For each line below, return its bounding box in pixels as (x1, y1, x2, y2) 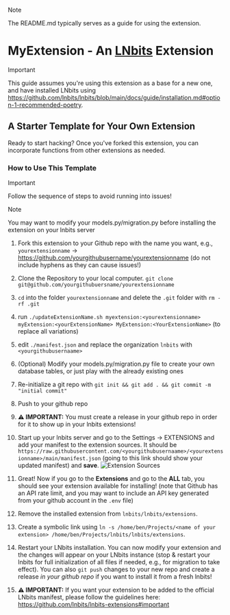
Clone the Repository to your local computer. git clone (17, 274, 174, 283)
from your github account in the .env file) (17, 497, 134, 505)
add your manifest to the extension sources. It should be (17, 441, 177, 449)
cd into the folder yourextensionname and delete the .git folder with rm (17, 294, 215, 302)
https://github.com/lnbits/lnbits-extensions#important (17, 601, 170, 609)
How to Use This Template (8, 163, 97, 173)
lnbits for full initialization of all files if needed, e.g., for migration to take (17, 558, 220, 566)
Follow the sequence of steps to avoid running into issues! (8, 192, 172, 201)
